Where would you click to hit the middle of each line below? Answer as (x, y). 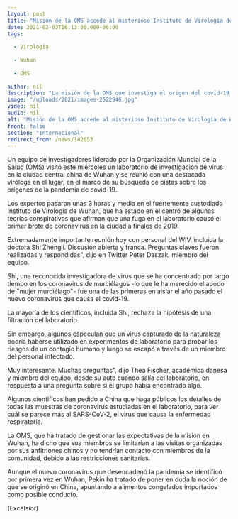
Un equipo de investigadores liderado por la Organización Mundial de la (112, 160)
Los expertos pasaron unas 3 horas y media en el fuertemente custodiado (115, 204)
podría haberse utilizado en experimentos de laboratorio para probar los (113, 342)
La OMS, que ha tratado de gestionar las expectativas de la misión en (109, 436)
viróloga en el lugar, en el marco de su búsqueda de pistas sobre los (107, 182)
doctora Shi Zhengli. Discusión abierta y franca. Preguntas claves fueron (113, 247)
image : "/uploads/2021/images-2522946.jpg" (73, 100)
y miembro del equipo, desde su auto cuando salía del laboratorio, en (108, 378)
